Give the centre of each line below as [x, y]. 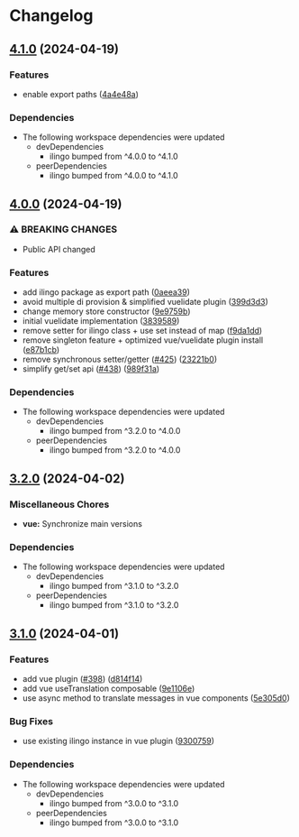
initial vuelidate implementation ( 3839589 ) [101, 321]
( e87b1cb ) [41, 350]
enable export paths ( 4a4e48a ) [81, 94]
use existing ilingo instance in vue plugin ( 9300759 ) [118, 741]
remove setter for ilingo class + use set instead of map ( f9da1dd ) [142, 331]
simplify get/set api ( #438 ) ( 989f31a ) [91, 369]
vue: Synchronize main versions [82, 524]
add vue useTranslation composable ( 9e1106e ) [109, 689]
